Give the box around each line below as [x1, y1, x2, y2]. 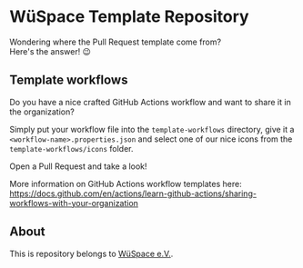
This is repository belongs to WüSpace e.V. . [9, 248, 174, 259]
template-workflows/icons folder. [9, 143, 134, 154]
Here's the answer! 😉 [9, 45, 91, 56]
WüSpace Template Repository [9, 6, 249, 27]
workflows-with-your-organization [9, 197, 139, 208]
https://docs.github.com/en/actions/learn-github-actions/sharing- [9, 188, 258, 199]
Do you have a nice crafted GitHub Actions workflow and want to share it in [9, 96, 291, 107]
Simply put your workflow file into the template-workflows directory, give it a [9, 124, 295, 134]
